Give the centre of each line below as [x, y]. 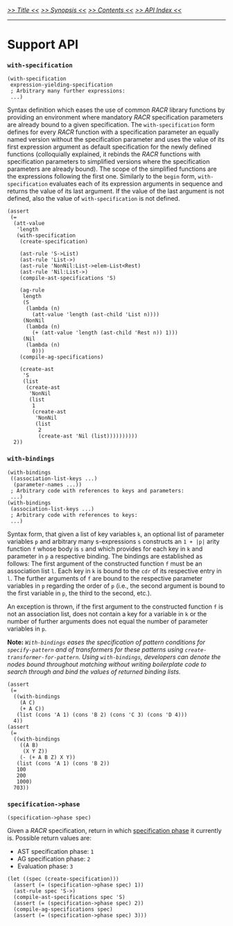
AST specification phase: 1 [55, 852]
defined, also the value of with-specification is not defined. [94, 199]
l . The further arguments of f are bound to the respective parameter [105, 578]
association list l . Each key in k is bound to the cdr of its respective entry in [114, 571]
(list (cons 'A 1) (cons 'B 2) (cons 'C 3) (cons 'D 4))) [102, 715]
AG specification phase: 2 [54, 859]
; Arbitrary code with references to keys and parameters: [97, 490]
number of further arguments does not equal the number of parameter [107, 621]
